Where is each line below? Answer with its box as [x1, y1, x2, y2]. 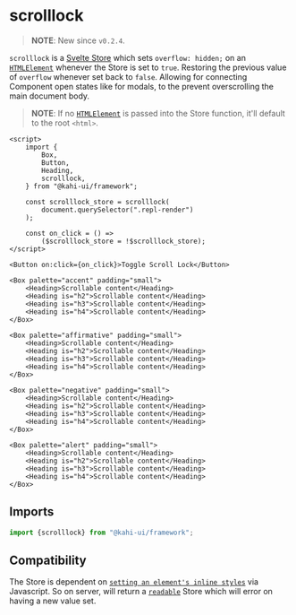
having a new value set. [9, 595, 97, 606]
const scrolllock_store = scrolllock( [25, 197, 170, 206]
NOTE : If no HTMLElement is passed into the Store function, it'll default [30, 108, 286, 118]
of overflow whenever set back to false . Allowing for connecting [9, 71, 248, 82]
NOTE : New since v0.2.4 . [30, 35, 125, 46]
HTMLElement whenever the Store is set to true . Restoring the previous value [9, 62, 287, 73]
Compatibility [9, 553, 87, 568]
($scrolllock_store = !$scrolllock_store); [41, 237, 206, 246]
